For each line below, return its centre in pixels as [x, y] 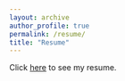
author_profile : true [50, 26]
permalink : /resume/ [48, 34]
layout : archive [39, 17]
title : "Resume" [39, 42]
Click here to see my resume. [63, 68]
